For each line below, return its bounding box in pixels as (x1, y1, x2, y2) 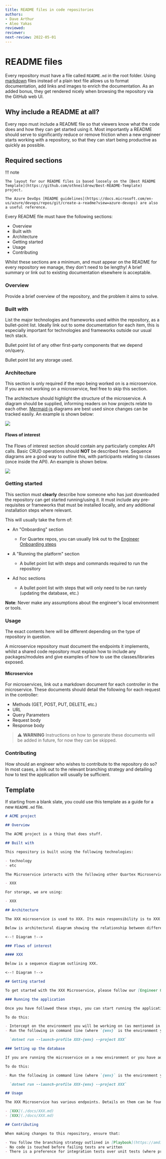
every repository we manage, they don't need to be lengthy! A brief (5, 264, 142, 270)
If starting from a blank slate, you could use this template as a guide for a (5, 799, 154, 805)
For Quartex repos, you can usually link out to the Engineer (19, 536, 139, 542)
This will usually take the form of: (5, 516, 73, 522)
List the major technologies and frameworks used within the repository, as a (5, 317, 160, 323)
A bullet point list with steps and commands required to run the (19, 560, 148, 566)
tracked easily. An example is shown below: (5, 411, 94, 417)
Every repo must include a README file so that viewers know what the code (5, 121, 160, 127)
